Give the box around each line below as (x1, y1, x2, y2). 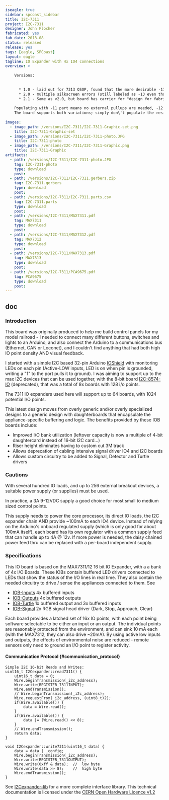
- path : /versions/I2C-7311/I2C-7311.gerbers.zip (10, 176, 116, 181)
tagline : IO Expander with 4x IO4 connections (5, 59, 105, 64)
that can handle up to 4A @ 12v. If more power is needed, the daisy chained (5, 534, 162, 540)
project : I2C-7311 (5, 21, 44, 27)
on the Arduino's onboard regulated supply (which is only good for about (5, 524, 156, 530)
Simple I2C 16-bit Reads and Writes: (5, 665, 84, 670)
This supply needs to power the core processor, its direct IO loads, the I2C (5, 513, 159, 519)
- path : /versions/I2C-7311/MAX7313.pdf (10, 251, 96, 256)
